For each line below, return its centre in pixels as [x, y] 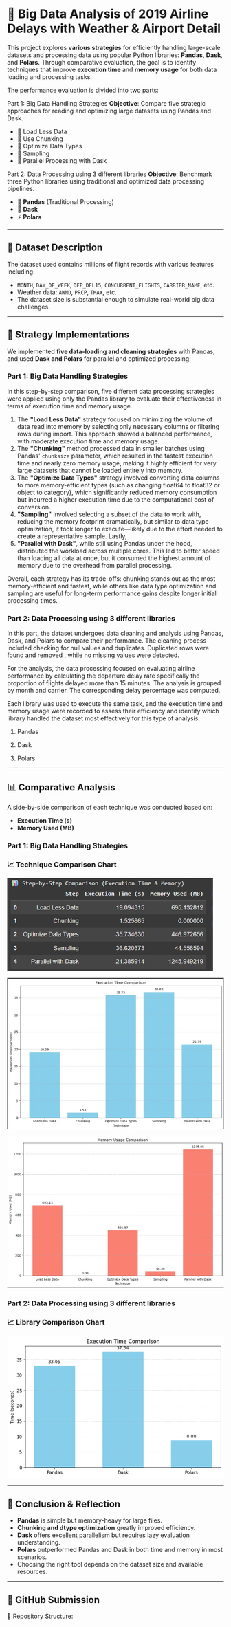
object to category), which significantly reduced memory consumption [117, 492]
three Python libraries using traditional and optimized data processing [106, 181]
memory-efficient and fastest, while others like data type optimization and [112, 586]
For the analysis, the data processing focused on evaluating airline [101, 669]
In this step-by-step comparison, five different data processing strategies [111, 391]
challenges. [33, 307]
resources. [32, 1572]
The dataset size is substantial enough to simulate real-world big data [116, 299]
